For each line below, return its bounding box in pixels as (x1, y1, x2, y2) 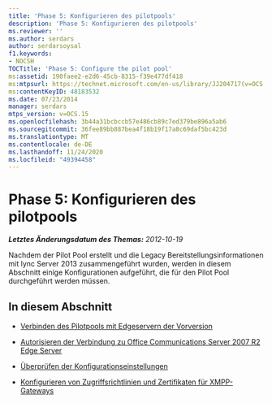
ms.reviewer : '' (8, 27, 63, 35)
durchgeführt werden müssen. (8, 276, 110, 286)
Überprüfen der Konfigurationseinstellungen (19, 362, 168, 370)
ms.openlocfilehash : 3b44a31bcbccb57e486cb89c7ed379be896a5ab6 (8, 118, 227, 126)
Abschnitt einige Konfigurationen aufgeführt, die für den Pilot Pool (8, 267, 230, 277)
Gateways (19, 386, 54, 395)
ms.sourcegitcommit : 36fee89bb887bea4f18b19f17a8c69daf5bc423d (8, 125, 227, 133)
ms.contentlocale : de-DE (8, 140, 93, 149)
